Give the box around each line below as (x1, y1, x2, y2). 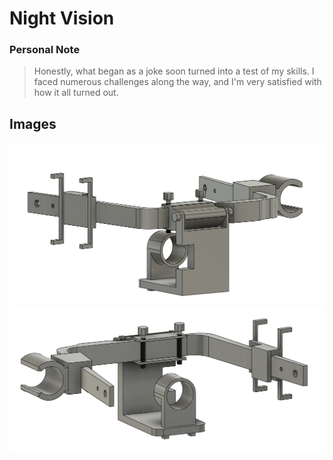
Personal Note (9, 43, 81, 57)
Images (9, 115, 57, 132)
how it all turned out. (33, 87, 119, 99)
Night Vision (9, 7, 115, 30)
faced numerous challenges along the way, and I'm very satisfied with (33, 76, 322, 88)
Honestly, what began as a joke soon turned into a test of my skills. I (33, 65, 315, 77)
